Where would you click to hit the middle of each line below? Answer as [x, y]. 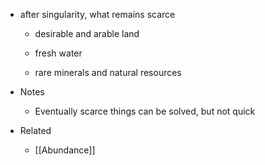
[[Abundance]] [65, 150]
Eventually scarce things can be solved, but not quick [145, 111]
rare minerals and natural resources [108, 72]
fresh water [58, 53]
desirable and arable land [87, 33]
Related [35, 130]
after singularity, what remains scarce [97, 14]
